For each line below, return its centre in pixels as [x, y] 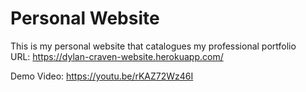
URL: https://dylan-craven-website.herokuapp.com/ [117, 56]
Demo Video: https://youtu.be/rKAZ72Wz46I [102, 76]
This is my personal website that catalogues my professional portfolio [153, 46]
